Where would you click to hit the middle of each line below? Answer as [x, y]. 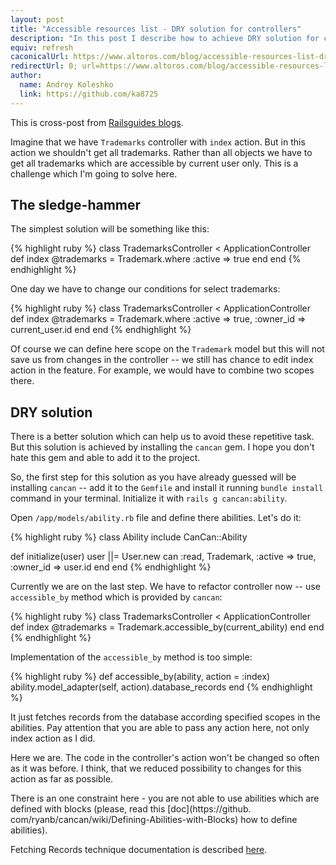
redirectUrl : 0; [44, 66]
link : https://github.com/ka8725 [89, 94]
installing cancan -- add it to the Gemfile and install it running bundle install [167, 488]
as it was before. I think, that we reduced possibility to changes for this [156, 768]
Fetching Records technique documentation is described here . [139, 850]
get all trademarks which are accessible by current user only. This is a [154, 163]
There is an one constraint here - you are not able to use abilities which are [165, 798]
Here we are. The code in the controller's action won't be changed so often [165, 758]
